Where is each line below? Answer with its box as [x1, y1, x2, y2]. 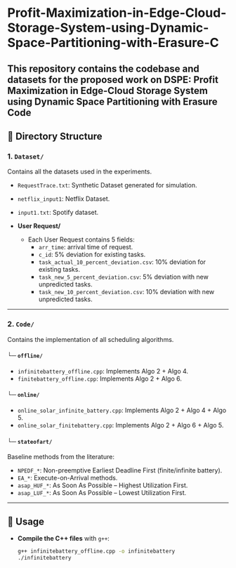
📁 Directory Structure [7, 130, 103, 142]
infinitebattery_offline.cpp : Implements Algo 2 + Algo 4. [17, 366, 188, 375]
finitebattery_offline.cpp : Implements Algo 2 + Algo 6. [17, 374, 183, 383]
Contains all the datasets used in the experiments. [7, 167, 152, 176]
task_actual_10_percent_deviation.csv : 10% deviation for [38, 258, 206, 266]
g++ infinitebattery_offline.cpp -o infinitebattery [17, 548, 176, 555]
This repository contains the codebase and [7, 62, 199, 74]
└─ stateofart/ [7, 437, 53, 445]
